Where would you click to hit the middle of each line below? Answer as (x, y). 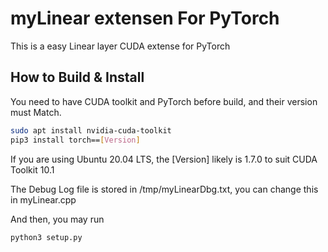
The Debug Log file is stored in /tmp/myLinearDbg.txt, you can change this (164, 189)
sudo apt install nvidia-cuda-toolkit (91, 130)
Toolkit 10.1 (32, 169)
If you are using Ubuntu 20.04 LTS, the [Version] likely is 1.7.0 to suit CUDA (164, 159)
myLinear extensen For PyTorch (145, 18)
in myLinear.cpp (43, 199)
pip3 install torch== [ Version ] (75, 140)
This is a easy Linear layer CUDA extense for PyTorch (120, 46)
